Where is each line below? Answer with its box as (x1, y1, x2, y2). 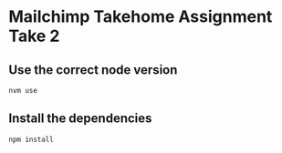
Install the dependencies (8, 111, 152, 127)
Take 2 (8, 25, 60, 46)
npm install (8, 135, 54, 144)
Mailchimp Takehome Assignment (8, 6, 273, 27)
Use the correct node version (8, 62, 178, 77)
